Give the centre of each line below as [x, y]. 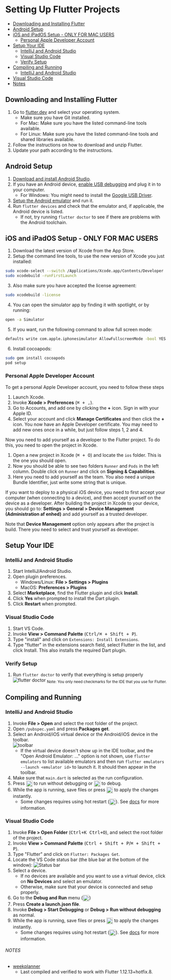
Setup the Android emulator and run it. [53, 201]
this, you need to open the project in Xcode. [51, 445]
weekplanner [26, 966]
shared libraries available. [47, 139]
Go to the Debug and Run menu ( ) [52, 897]
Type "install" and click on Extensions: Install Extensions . [76, 639]
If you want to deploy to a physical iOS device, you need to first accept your [85, 492]
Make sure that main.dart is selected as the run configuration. [78, 777]
